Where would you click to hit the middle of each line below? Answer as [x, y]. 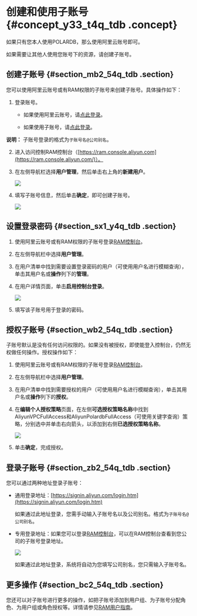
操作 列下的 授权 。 [51, 397]
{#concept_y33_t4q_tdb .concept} [92, 25]
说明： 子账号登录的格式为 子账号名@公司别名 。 [59, 139]
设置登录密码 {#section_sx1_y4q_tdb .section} [91, 226]
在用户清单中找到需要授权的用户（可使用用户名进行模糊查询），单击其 [98, 389]
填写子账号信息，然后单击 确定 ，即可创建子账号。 [74, 195]
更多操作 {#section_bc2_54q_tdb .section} [85, 585]
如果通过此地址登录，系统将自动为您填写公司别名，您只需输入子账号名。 [102, 564]
